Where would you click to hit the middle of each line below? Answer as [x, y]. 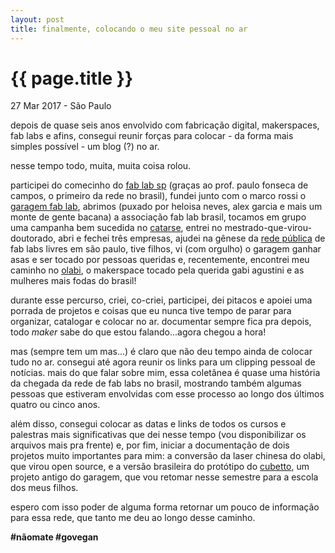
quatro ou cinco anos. [55, 405]
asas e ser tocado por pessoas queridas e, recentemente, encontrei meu [160, 260]
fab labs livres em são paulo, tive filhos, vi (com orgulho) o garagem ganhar [166, 249]
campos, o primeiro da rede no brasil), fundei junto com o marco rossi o [158, 196]
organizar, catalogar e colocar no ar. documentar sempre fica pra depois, [161, 322]
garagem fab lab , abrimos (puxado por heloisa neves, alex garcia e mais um [166, 207]
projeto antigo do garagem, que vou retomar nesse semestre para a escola [164, 477]
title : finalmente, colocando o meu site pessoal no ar [129, 29]
